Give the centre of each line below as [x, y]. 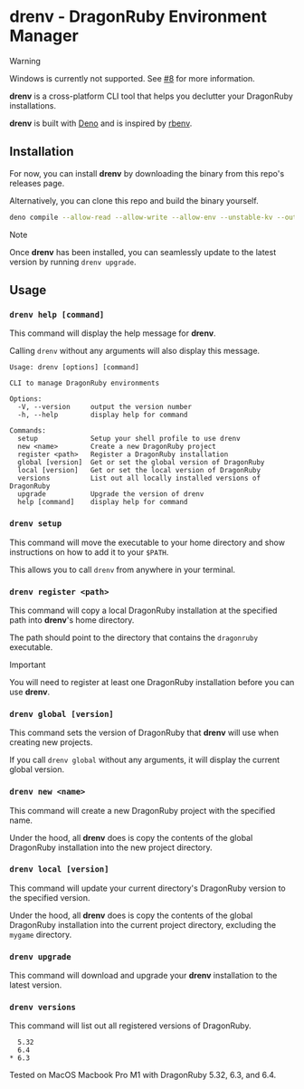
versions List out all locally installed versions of [139, 478]
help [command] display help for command [103, 502]
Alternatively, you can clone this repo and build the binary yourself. [134, 200]
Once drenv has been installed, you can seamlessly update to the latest [143, 252]
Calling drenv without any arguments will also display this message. [135, 351]
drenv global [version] [62, 714]
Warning [25, 61]
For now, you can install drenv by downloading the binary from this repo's [147, 173]
